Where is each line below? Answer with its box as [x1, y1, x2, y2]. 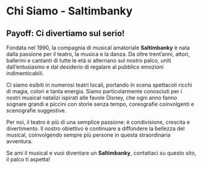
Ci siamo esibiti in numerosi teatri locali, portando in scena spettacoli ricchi [6, 81, 192, 88]
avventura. [6, 138, 33, 145]
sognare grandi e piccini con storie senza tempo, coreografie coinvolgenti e [6, 100, 195, 108]
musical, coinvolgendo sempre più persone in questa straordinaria [6, 131, 171, 138]
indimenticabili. [6, 70, 44, 76]
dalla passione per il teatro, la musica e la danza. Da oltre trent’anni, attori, [6, 51, 190, 58]
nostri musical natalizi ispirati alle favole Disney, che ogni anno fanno [6, 94, 177, 101]
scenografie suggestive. [6, 107, 66, 114]
